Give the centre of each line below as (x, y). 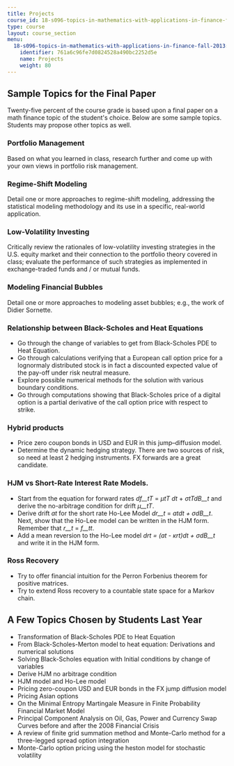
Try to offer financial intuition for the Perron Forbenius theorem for (112, 576)
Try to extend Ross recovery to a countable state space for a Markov (116, 591)
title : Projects (31, 14)
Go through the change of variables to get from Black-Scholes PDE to (117, 343)
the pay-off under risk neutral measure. (74, 373)
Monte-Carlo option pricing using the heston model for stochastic (111, 748)
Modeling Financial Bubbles (55, 288)
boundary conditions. (48, 387)
